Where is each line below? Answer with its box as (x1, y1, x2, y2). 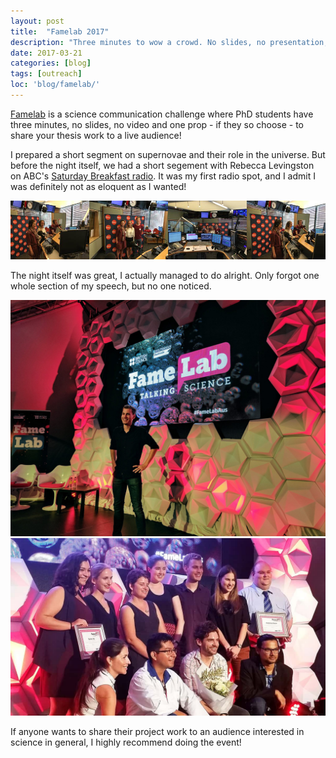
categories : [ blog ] (10, 58, 92, 69)
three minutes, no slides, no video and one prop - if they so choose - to (10, 118, 304, 130)
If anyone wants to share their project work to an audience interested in (10, 725, 305, 737)
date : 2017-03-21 (10, 48, 83, 58)
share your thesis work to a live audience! (10, 129, 182, 141)
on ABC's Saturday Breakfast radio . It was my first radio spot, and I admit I (10, 170, 316, 182)
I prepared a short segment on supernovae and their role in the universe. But (10, 148, 326, 160)
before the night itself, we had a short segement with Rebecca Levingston (10, 159, 315, 171)
